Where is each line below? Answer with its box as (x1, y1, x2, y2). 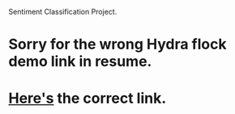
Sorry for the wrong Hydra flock (8, 36, 227, 53)
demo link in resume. (8, 53, 152, 71)
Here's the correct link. (8, 89, 167, 108)
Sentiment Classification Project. (8, 7, 117, 16)
